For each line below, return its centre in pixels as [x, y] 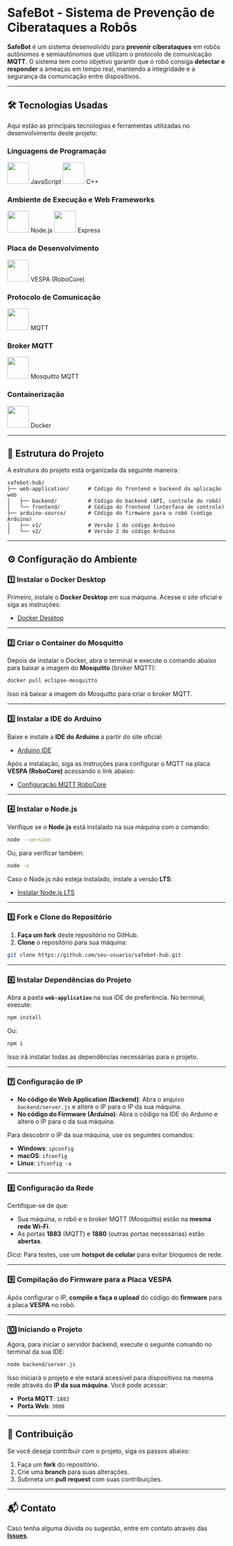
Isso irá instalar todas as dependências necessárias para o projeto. [103, 1057]
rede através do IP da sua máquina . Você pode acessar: [87, 1385]
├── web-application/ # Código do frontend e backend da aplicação [114, 489]
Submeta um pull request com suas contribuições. [90, 1479]
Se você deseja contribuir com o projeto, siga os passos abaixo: [98, 1451]
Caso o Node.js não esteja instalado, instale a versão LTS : [90, 878]
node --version [29, 840]
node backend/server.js [42, 1364]
